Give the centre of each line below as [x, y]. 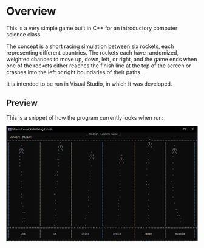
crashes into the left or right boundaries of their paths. [74, 72]
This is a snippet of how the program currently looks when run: [85, 117]
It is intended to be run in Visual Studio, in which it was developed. [89, 84]
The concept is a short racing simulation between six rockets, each [90, 46]
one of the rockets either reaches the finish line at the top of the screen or [99, 66]
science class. [24, 34]
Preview [22, 103]
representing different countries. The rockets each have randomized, [93, 52]
